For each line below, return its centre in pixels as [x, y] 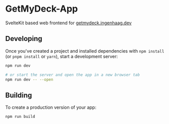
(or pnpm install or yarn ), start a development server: [62, 56]
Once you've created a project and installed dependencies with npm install [85, 51]
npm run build [20, 117]
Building [19, 95]
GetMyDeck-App [41, 9]
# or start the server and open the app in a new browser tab [73, 75]
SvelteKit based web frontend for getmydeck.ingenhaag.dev [68, 23]
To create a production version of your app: [51, 107]
